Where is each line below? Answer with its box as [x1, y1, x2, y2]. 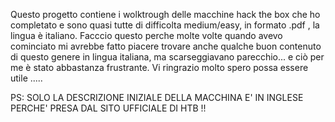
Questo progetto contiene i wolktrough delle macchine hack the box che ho [10, 9, 321, 20]
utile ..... [10, 72, 43, 84]
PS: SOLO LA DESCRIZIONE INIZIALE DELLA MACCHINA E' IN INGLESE [10, 92, 304, 103]
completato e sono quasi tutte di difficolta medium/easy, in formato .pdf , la [10, 19, 320, 31]
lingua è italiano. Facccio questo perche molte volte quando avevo [10, 30, 283, 41]
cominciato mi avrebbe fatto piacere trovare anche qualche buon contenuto [10, 40, 322, 52]
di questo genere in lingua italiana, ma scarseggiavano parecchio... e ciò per [10, 51, 325, 63]
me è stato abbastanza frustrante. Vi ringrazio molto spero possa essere [10, 62, 309, 73]
